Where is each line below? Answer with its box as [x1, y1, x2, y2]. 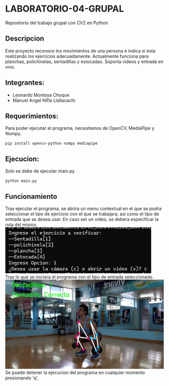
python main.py [5, 179, 37, 184]
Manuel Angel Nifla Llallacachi [12, 97, 75, 103]
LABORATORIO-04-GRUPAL [5, 3, 124, 15]
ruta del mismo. [5, 222, 38, 228]
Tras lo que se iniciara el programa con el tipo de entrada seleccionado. [5, 274, 154, 280]
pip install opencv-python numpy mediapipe [5, 141, 98, 146]
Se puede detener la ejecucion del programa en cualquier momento [5, 369, 145, 375]
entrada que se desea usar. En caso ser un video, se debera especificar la [5, 216, 159, 222]
